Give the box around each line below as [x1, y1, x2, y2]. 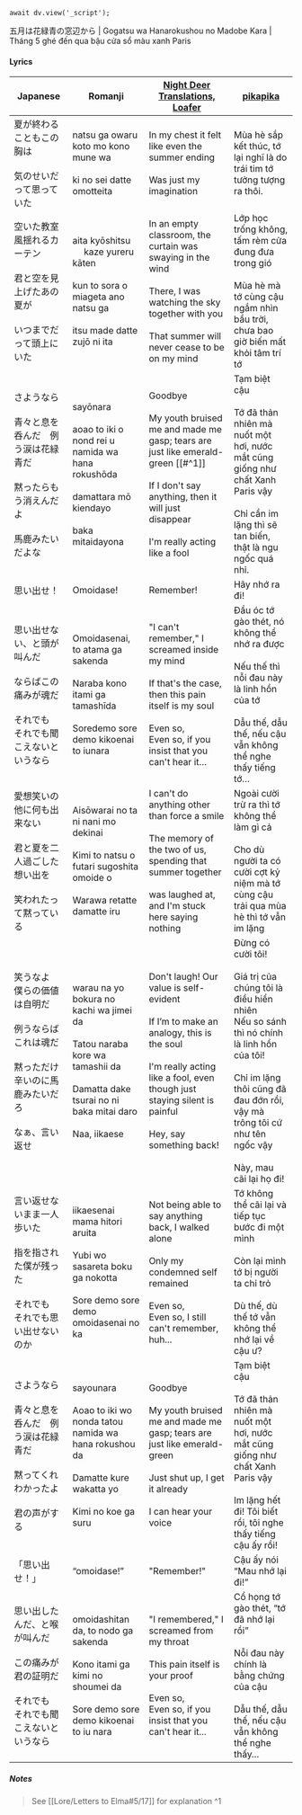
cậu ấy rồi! [233, 1539, 279, 1552]
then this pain [148, 689, 207, 701]
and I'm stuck [148, 900, 207, 912]
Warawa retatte [72, 894, 138, 907]
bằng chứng [233, 1669, 285, 1682]
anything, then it [148, 491, 218, 503]
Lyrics [9, 56, 33, 67]
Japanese [17, 90, 61, 102]
